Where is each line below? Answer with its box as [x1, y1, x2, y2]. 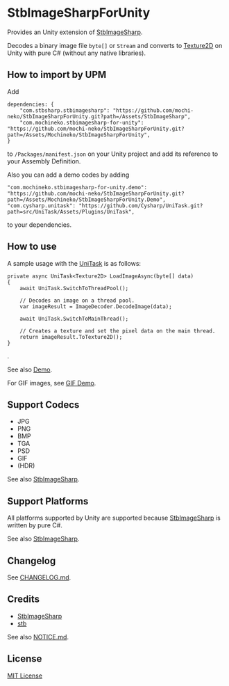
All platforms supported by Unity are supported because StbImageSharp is [7, 513, 221, 523]
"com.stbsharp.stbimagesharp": [19, 106, 110, 114]
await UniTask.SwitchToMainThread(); [19, 315, 129, 322]
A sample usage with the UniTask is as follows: [7, 259, 141, 267]
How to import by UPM [7, 69, 107, 81]
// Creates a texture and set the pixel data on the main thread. [19, 327, 216, 335]
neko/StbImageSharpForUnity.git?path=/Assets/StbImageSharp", [7, 113, 191, 120]
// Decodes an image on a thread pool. [19, 297, 135, 304]
